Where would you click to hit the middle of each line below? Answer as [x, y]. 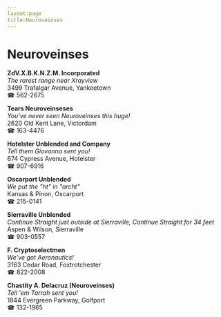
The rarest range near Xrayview [53, 81]
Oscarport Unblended [39, 180]
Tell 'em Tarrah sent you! [42, 293]
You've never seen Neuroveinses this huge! [69, 116]
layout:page [24, 13]
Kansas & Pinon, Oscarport [46, 194]
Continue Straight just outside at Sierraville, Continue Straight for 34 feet [111, 222]
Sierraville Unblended [39, 215]
